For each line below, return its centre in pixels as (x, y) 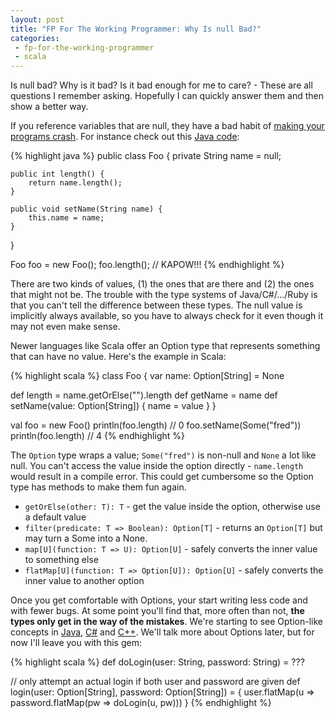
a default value (55, 517)
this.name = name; (66, 218)
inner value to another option (84, 581)
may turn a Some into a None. (86, 538)
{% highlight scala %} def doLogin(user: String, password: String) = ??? (157, 662)
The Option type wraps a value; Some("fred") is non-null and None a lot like (163, 455)
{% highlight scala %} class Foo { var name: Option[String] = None (147, 376)
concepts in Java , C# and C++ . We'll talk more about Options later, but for (162, 632)
